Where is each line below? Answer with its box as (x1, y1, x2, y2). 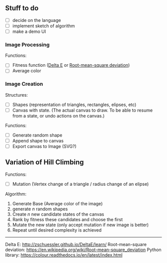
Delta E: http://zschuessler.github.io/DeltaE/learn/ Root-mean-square (5, 241, 147, 247)
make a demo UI (12, 28, 46, 34)
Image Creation (5, 81, 43, 88)
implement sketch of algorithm (12, 22, 76, 29)
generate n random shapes (12, 206, 68, 212)
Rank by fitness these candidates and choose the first (12, 216, 123, 222)
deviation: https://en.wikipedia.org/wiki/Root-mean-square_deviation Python (5, 247, 162, 253)
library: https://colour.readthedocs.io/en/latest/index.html (5, 252, 123, 258)
